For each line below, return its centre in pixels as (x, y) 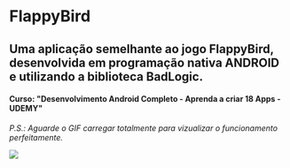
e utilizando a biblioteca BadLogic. (106, 76)
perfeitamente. (36, 137)
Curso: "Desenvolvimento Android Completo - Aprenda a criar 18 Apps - (145, 99)
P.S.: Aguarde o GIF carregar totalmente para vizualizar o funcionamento (143, 128)
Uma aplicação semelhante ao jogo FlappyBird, (141, 49)
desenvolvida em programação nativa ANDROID (144, 62)
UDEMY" (26, 109)
